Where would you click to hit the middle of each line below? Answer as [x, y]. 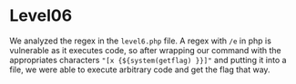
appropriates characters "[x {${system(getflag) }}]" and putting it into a [148, 60]
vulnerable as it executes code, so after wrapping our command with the [146, 50]
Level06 [41, 16]
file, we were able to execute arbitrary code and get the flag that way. [140, 70]
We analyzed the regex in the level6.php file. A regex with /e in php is [140, 41]
